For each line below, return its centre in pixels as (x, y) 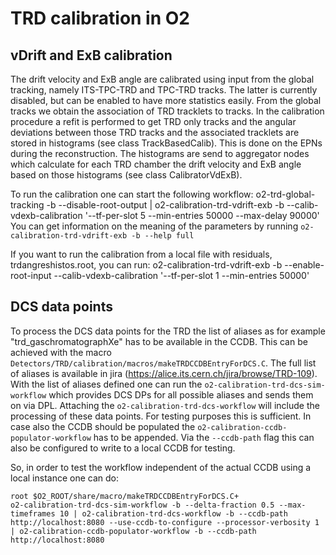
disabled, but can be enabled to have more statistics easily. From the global (166, 100)
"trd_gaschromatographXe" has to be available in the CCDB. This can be (159, 341)
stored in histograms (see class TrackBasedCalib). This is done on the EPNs (166, 143)
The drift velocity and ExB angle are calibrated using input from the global (162, 79)
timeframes (33, 513)
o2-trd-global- (285, 194)
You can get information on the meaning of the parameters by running (154, 226)
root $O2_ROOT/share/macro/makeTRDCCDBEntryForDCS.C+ (125, 496)
